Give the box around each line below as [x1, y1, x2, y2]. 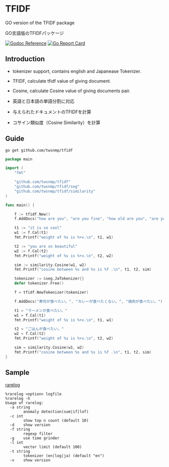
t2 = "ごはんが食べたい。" [14, 326, 64, 331]
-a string [10, 405, 30, 410]
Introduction [5, 55, 45, 63]
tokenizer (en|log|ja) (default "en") [23, 453, 105, 458]
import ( [5, 166, 24, 171]
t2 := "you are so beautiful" [14, 244, 78, 249]
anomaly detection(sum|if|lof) [23, 409, 89, 414]
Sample [5, 368, 30, 377]
